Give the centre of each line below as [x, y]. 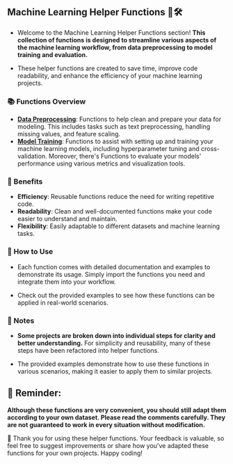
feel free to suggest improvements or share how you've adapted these [108, 445]
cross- [210, 149]
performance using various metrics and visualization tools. [101, 163]
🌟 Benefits [25, 182]
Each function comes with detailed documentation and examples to [114, 266]
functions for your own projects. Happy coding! [75, 453]
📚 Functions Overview [47, 102]
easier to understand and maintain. [67, 219]
